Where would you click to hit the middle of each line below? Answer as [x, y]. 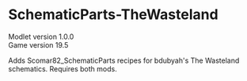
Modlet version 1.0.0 [41, 37]
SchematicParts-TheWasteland [114, 15]
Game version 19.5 [38, 44]
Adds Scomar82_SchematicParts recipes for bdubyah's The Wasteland [124, 60]
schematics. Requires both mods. [63, 68]
